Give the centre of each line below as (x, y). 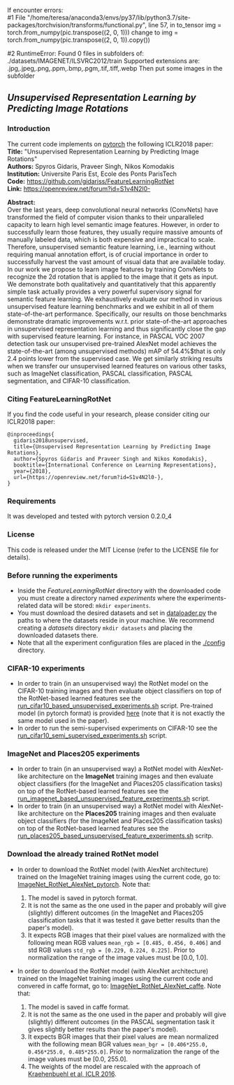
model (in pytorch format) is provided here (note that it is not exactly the (121, 713)
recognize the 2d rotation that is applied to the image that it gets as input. (113, 277)
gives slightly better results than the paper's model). (103, 1029)
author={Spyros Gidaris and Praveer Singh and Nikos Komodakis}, (111, 459)
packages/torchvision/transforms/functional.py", (77, 25)
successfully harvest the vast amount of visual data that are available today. (116, 261)
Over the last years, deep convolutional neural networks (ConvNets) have (113, 209)
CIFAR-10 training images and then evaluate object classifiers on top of (119, 691)
